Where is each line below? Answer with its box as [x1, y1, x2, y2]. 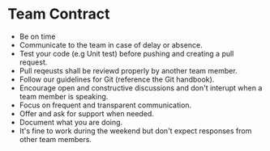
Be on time [19, 31, 56, 41]
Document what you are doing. [19, 117, 123, 127]
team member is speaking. [19, 91, 109, 101]
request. [19, 57, 48, 67]
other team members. [19, 134, 92, 144]
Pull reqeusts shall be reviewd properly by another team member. [19, 65, 238, 75]
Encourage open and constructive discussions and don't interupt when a [19, 82, 263, 93]
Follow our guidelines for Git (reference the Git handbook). [19, 74, 215, 84]
